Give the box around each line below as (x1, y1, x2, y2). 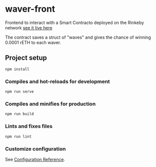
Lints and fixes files (5, 123, 53, 130)
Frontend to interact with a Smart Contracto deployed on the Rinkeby (5, 20, 144, 25)
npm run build (5, 112, 34, 117)
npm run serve (5, 89, 34, 94)
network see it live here (5, 24, 52, 30)
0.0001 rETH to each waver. (5, 39, 61, 45)
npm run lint (5, 134, 32, 139)
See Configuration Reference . (5, 156, 65, 162)
